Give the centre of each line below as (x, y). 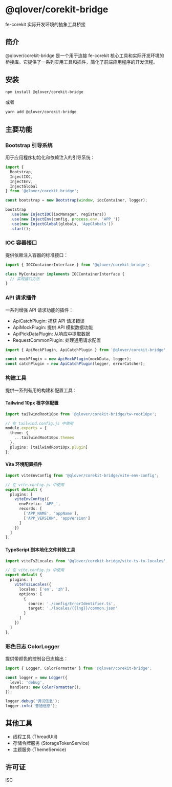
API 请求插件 (21, 298)
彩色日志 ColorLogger (33, 646)
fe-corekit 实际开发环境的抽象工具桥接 (46, 24)
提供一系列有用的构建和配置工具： (41, 390)
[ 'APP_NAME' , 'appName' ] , (51, 514)
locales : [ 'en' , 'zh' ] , (44, 589)
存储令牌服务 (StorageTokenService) (51, 743)
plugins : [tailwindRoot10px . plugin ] (49, 447)
